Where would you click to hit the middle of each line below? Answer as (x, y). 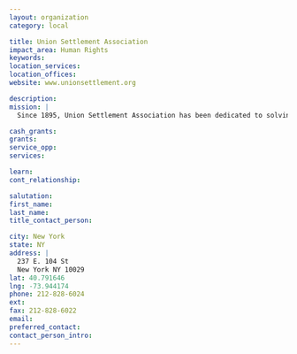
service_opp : (33, 148)
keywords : (27, 58)
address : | (29, 253)
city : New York (37, 237)
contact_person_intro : (51, 335)
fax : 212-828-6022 (43, 311)
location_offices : (43, 75)
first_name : (31, 204)
